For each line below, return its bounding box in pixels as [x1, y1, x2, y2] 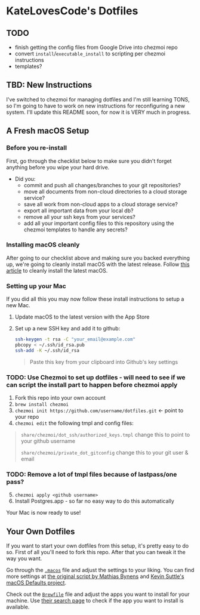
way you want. [6, 555, 42, 562]
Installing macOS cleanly [6, 240, 80, 249]
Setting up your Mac [6, 282, 67, 290]
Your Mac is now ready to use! [6, 509, 81, 517]
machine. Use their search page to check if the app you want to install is [6, 597, 184, 604]
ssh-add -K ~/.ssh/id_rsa [14, 347, 79, 353]
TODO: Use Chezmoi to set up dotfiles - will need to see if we [6, 373, 186, 381]
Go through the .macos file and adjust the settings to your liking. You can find [6, 567, 195, 574]
